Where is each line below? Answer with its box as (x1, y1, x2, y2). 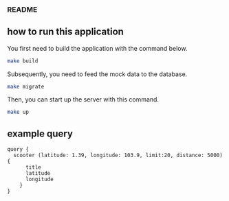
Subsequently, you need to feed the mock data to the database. (7, 70, 188, 78)
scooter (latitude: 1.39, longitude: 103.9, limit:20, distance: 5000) (13, 152, 223, 159)
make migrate (7, 83, 45, 90)
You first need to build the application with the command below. (7, 44, 188, 52)
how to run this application (7, 26, 124, 38)
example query (7, 128, 74, 139)
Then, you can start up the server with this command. (7, 95, 160, 104)
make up (7, 108, 30, 116)
